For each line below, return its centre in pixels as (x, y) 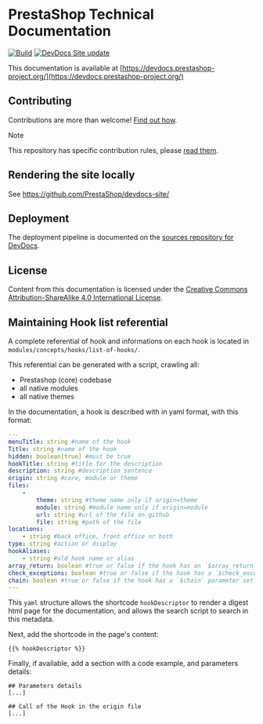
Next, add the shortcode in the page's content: (83, 635)
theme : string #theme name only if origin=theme (117, 500)
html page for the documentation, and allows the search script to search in (128, 611)
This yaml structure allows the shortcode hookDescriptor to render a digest (128, 602)
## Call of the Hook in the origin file (75, 707)
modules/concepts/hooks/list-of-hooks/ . (74, 349)
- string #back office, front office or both (98, 537)
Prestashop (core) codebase (65, 380)
